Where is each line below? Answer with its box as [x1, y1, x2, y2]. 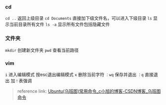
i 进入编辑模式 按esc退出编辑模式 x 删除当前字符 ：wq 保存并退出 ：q [5, 71, 144, 77]
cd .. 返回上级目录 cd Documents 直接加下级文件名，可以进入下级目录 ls [5, 15, 152, 21]
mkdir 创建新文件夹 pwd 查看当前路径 [5, 47, 79, 53]
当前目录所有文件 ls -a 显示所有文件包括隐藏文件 [9, 21, 110, 28]
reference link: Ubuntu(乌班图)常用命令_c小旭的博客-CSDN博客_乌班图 [17, 88, 161, 94]
